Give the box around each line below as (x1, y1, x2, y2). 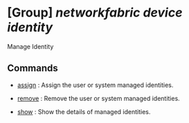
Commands (7, 62, 59, 74)
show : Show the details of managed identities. (17, 107, 151, 115)
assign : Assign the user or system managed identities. (17, 81, 174, 89)
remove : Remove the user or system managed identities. (17, 94, 180, 102)
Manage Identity (7, 42, 54, 50)
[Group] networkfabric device (7, 5, 183, 21)
